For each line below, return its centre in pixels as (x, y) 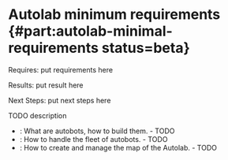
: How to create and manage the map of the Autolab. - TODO (118, 147)
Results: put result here (46, 85)
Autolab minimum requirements (114, 15)
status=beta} (146, 48)
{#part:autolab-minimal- (91, 31)
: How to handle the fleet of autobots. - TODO (93, 139)
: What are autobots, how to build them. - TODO (97, 131)
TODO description (37, 115)
